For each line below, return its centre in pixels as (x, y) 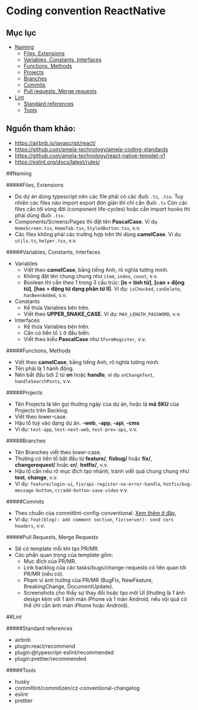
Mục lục (21, 33)
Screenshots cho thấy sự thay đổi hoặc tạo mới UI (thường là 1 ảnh (104, 593)
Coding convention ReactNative (86, 11)
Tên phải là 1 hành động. (44, 368)
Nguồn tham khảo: (41, 129)
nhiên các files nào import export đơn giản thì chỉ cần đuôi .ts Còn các (101, 202)
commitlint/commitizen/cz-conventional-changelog (77, 688)
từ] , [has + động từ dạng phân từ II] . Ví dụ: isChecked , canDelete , (103, 288)
